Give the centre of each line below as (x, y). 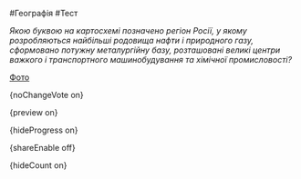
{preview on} (34, 112)
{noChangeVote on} (47, 95)
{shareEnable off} (42, 148)
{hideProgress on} (44, 130)
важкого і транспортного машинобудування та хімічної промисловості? (151, 60)
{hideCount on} (38, 165)
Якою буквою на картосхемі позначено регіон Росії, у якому (129, 30)
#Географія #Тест (44, 13)
